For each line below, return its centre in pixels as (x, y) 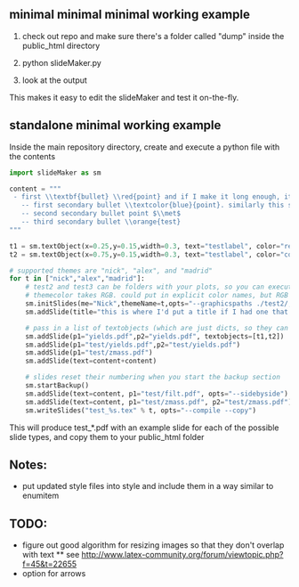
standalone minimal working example (115, 125)
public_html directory (61, 45)
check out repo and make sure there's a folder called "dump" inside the (153, 36)
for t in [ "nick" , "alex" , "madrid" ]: (77, 279)
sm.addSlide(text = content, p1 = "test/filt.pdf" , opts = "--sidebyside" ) (157, 394)
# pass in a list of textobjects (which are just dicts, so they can (157, 328)
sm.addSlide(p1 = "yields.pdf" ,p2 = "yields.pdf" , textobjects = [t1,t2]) (155, 336)
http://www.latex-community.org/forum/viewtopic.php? (182, 555)
